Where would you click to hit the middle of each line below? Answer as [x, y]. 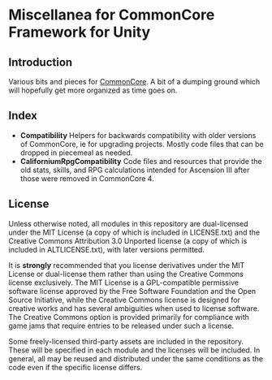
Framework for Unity [80, 32]
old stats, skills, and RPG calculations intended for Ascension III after [135, 170]
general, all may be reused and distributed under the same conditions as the [136, 358]
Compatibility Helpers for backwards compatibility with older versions [138, 135]
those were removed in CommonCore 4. [87, 178]
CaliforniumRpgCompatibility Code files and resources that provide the [141, 161]
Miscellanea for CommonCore [112, 15]
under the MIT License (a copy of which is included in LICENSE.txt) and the [134, 232]
